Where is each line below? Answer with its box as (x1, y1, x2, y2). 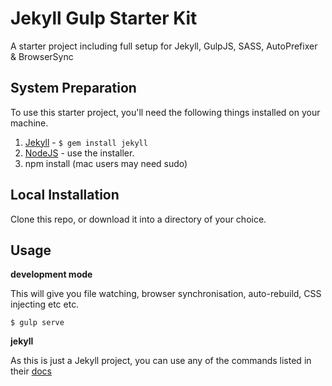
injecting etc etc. (10, 298, 80, 311)
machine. (10, 117, 49, 129)
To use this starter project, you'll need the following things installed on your (10, 106, 321, 118)
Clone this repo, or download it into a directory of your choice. (10, 213, 267, 225)
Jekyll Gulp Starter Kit (10, 7, 198, 30)
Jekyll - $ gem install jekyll (24, 136, 148, 148)
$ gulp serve (10, 318, 65, 328)
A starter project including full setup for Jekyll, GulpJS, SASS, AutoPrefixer (10, 40, 318, 52)
